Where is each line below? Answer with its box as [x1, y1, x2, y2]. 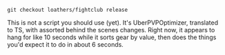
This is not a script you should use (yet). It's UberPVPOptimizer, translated [7, 19, 219, 27]
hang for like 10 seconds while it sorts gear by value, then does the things [7, 33, 217, 41]
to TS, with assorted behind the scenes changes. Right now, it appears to [7, 26, 215, 34]
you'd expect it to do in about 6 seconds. [7, 41, 124, 48]
